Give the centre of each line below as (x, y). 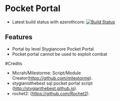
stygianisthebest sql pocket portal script (52, 83)
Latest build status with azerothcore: (49, 22)
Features (19, 37)
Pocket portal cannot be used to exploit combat (60, 54)
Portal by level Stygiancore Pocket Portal (53, 49)
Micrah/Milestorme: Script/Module (46, 73)
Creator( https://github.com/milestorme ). (52, 78)
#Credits (14, 63)
